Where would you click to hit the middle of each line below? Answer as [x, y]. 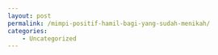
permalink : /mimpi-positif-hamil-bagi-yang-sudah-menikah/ [109, 23]
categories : [27, 31]
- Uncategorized [50, 38]
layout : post [29, 16]
